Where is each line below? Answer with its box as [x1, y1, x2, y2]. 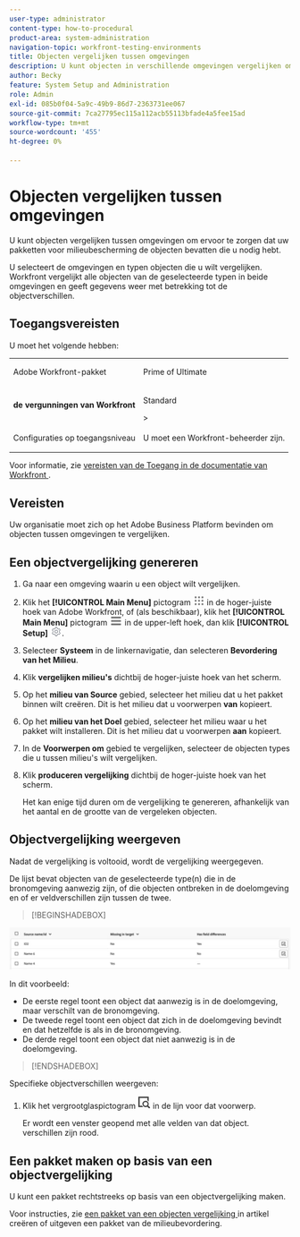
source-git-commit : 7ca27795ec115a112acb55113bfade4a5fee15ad [9, 108, 246, 118]
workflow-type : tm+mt [9, 118, 90, 127]
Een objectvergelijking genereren [9, 555, 199, 570]
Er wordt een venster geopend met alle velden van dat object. [21, 1118, 250, 1129]
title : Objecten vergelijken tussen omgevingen [9, 52, 190, 62]
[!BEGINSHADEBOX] [30, 909, 106, 920]
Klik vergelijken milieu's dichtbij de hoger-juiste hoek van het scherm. [21, 672, 282, 682]
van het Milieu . [21, 654, 79, 665]
